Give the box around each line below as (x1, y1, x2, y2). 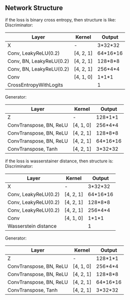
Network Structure (5, 4, 63, 12)
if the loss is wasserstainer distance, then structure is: (5, 158, 113, 164)
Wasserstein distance (7, 222, 57, 229)
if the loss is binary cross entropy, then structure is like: (5, 17, 116, 22)
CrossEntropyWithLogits (7, 81, 63, 88)
